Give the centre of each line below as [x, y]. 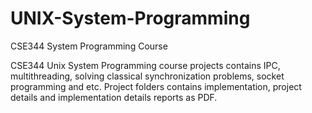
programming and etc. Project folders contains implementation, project [156, 86]
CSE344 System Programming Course [89, 46]
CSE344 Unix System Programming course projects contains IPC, [145, 65]
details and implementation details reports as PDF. [114, 97]
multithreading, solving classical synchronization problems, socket [147, 76]
